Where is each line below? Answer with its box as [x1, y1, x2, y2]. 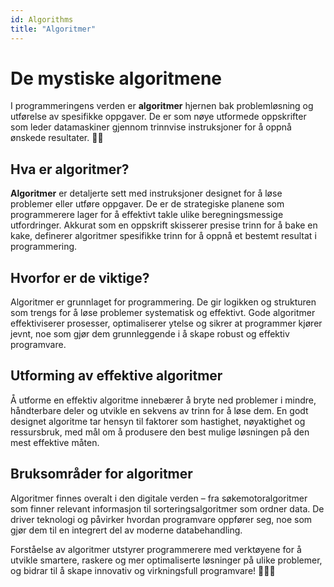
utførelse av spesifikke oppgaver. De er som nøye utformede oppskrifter [10, 111, 307, 123]
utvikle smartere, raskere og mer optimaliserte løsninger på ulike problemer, [10, 554, 323, 566]
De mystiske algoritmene [10, 67, 223, 90]
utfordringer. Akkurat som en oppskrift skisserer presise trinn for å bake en [10, 219, 318, 231]
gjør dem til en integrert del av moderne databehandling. [10, 524, 243, 536]
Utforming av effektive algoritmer [10, 367, 223, 385]
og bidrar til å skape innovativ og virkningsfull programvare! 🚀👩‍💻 [10, 564, 276, 576]
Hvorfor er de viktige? [10, 269, 150, 286]
